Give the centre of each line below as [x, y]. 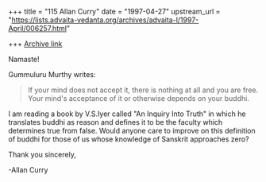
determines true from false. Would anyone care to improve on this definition [132, 131]
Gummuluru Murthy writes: [52, 74]
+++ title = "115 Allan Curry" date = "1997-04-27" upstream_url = [114, 12]
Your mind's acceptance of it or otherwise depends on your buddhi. [139, 98]
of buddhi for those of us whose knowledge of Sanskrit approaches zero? [129, 139]
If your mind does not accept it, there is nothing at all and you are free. [143, 90]
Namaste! [24, 59]
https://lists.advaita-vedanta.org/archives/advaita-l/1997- [105, 20]
